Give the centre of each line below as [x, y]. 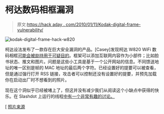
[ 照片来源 [15, 106]
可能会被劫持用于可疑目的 [43, 55]
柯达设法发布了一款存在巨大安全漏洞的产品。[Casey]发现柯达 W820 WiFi [78, 49]
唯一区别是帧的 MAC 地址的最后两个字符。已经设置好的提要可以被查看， [86, 67]
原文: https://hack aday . [41, 24]
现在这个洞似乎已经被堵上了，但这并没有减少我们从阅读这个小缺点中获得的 [80, 90]
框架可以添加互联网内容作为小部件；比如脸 [116, 55]
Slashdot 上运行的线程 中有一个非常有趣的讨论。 [67, 96]
